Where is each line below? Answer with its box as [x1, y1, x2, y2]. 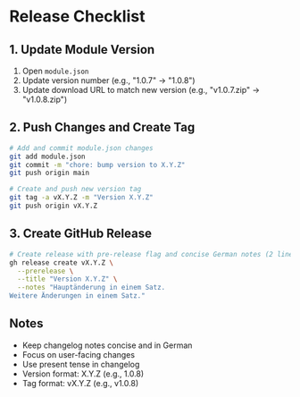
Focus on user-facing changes [21, 349, 136, 359]
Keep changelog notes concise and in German [21, 340, 193, 351]
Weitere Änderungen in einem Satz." [9, 291, 146, 300]
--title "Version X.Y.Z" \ [17, 275, 118, 283]
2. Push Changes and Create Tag [9, 120, 196, 135]
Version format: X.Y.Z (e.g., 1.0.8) [21, 368, 145, 379]
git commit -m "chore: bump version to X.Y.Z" [9, 160, 186, 169]
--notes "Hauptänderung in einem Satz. [17, 283, 166, 292]
